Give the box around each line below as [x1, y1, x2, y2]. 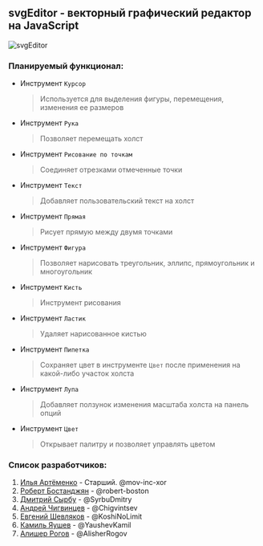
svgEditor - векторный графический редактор [8, 6, 252, 20]
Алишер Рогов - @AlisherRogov [19, 529, 127, 539]
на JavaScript [8, 19, 79, 33]
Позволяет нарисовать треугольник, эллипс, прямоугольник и [39, 259, 255, 268]
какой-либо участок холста [39, 369, 135, 378]
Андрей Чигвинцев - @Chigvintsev [19, 503, 138, 513]
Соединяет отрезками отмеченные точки [39, 165, 183, 175]
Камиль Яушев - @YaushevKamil [19, 520, 131, 530]
